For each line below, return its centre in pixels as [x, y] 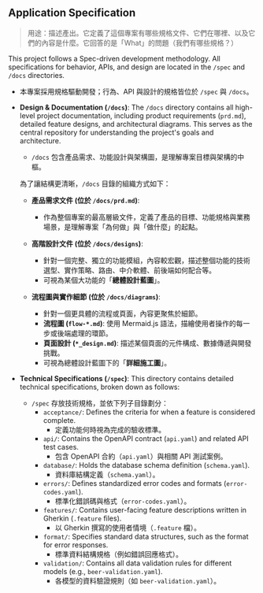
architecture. [40, 140]
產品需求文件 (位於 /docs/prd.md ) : [85, 200]
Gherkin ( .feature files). [82, 518]
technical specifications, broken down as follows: [100, 387]
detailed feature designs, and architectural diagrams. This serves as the [136, 124]
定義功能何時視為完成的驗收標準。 [110, 429]
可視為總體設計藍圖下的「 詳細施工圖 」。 [107, 362]
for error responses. [76, 545]
